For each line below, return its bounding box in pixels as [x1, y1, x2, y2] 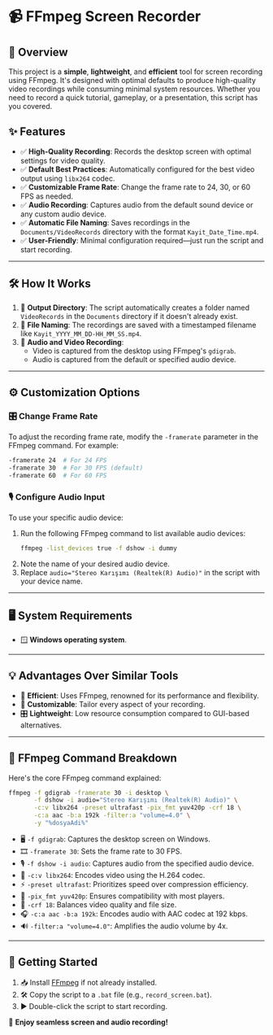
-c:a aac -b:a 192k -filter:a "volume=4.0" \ [33, 811, 191, 819]
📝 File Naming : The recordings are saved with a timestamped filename [19, 320, 257, 330]
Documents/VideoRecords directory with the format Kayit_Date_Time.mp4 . [19, 226, 259, 237]
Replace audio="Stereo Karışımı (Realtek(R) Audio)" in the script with [19, 568, 260, 578]
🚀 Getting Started [8, 955, 98, 969]
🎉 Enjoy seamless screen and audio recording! [8, 1017, 168, 1027]
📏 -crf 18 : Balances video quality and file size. [19, 899, 177, 909]
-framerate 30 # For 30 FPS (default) [8, 464, 144, 473]
